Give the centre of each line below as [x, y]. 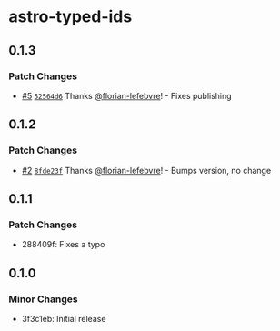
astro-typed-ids [70, 17]
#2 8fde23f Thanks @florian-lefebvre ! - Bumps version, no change [146, 170]
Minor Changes [43, 299]
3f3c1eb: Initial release [64, 318]
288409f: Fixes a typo [63, 245]
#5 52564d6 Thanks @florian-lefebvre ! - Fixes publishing [127, 95]
